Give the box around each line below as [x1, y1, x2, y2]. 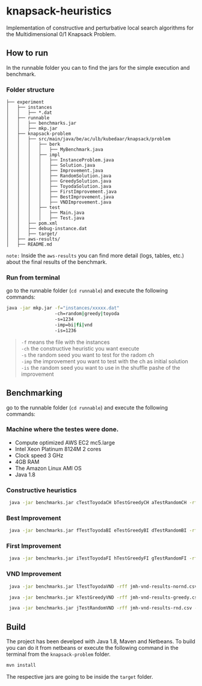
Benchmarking [6, 388, 63, 398]
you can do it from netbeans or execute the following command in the [6, 644, 179, 652]
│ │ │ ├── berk [6, 142, 61, 148]
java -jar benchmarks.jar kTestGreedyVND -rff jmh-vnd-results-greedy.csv [8, 594, 200, 600]
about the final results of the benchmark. [6, 258, 107, 266]
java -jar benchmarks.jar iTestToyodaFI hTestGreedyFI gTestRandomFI [8, 555, 187, 561]
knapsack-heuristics [6, 4, 112, 18]
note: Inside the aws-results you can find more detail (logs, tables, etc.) [6, 252, 185, 260]
